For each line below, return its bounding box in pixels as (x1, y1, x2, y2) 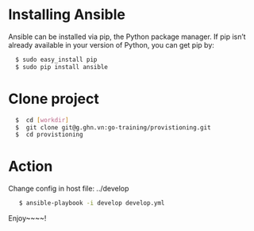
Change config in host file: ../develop (8, 184, 129, 194)
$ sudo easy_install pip (15, 56, 98, 64)
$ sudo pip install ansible (15, 63, 109, 71)
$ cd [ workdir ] (15, 116, 69, 124)
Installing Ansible (8, 6, 125, 24)
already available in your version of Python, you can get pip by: (8, 40, 214, 49)
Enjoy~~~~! (8, 214, 47, 223)
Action (8, 157, 53, 175)
